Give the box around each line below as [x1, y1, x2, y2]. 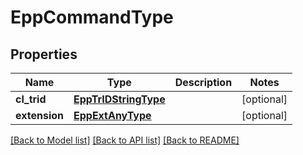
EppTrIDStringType [73, 92, 166, 106]
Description [174, 76, 233, 89]
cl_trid [15, 92, 47, 106]
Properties [10, 46, 78, 63]
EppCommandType [10, 6, 174, 29]
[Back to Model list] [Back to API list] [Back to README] [10, 134, 240, 146]
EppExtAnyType [73, 109, 152, 122]
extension [15, 109, 64, 122]
